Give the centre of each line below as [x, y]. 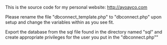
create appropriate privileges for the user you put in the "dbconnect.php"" [82, 37]
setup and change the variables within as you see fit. [60, 22]
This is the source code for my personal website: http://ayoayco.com [76, 7]
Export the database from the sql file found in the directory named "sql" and [84, 32]
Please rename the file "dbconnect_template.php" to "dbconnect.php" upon [83, 17]
